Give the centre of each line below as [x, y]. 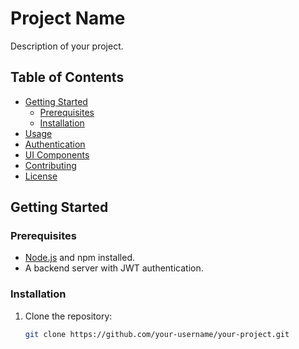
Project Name [68, 18]
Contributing [50, 165]
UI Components [57, 154]
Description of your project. [67, 46]
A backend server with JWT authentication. [114, 268]
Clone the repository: [68, 316]
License [41, 176]
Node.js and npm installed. [80, 258]
